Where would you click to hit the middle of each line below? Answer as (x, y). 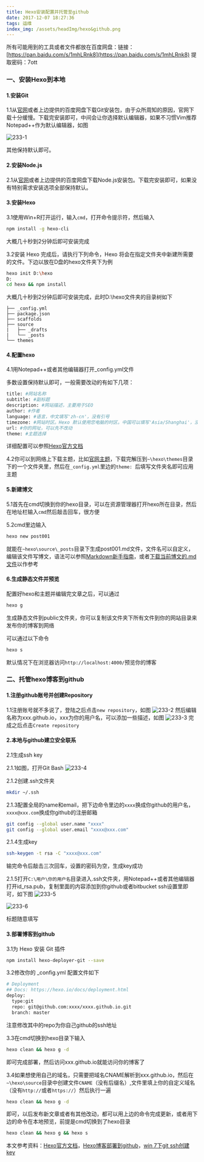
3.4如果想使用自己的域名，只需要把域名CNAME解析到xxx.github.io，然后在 (100, 1075)
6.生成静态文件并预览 (33, 579)
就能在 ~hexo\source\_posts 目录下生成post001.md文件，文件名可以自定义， (100, 549)
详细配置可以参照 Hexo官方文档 (45, 446)
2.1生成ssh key (25, 755)
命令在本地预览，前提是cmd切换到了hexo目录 (73, 1122)
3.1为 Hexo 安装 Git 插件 (36, 949)
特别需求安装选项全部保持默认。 (51, 187)
